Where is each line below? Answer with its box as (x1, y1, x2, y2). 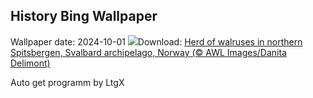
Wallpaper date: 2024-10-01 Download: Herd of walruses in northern (10, 35, 303, 48)
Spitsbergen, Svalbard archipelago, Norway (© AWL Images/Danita (10, 46, 288, 58)
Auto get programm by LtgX (10, 76, 125, 88)
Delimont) (10, 57, 51, 69)
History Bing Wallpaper (10, 8, 158, 25)
